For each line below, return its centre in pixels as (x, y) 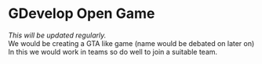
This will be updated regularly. (57, 35)
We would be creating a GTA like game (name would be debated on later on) (131, 43)
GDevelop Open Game (82, 14)
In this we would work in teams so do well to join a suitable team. (113, 52)
